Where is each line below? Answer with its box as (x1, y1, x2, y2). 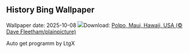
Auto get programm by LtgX (6, 39, 75, 47)
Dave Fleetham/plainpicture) (6, 28, 76, 35)
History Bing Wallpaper (6, 5, 95, 15)
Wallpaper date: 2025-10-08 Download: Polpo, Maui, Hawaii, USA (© (6, 21, 183, 29)
